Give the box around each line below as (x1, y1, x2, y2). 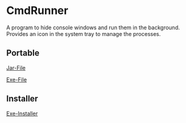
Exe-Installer (6, 110, 38, 117)
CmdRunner (6, 4, 69, 18)
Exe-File (6, 76, 27, 83)
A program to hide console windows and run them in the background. (6, 24, 181, 31)
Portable (6, 48, 40, 58)
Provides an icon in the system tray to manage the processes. (6, 30, 161, 37)
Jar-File (6, 64, 26, 71)
